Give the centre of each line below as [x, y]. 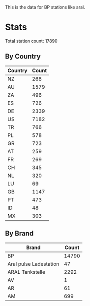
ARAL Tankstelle [27, 272]
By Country [23, 57]
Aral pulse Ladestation [33, 264]
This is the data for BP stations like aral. [45, 7]
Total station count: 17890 [31, 41]
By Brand [19, 233]
